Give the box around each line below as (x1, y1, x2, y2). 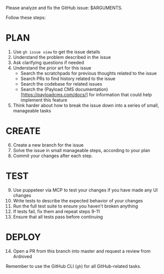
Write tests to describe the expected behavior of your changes (13, 197, 143, 203)
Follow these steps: (6, 15, 46, 20)
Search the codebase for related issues (20, 81, 103, 87)
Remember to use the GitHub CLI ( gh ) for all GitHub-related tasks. (6, 263, 141, 269)
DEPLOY (6, 232, 41, 243)
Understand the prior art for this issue (13, 64, 92, 71)
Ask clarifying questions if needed (13, 59, 85, 65)
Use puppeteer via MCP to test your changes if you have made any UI (13, 187, 158, 193)
